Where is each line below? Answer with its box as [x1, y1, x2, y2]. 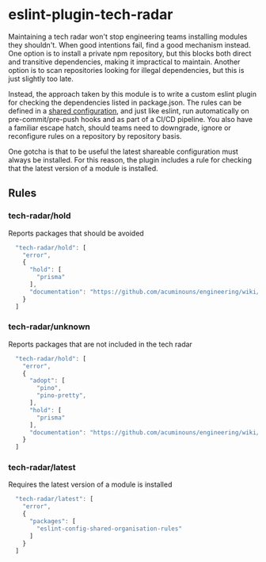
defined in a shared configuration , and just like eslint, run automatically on [8, 105, 249, 116]
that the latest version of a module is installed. [8, 163, 158, 173]
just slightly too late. [8, 74, 74, 83]
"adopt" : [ [28, 377, 66, 385]
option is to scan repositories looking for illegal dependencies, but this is [8, 65, 245, 75]
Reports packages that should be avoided [8, 228, 144, 238]
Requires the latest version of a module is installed [8, 480, 173, 489]
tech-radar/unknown [8, 321, 91, 332]
